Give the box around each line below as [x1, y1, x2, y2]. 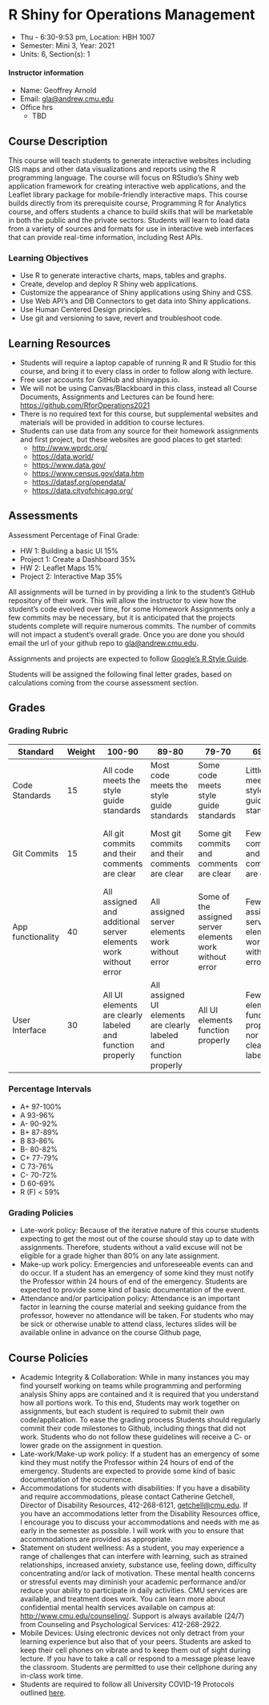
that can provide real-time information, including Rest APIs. [8, 232, 203, 242]
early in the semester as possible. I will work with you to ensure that [19, 1525, 244, 1535]
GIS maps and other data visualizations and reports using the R [8, 164, 216, 173]
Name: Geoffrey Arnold [19, 86, 97, 96]
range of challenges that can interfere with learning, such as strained [19, 1551, 248, 1561]
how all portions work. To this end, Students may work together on [19, 1398, 240, 1407]
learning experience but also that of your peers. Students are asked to [19, 1636, 251, 1646]
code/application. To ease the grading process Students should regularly [19, 1414, 261, 1424]
